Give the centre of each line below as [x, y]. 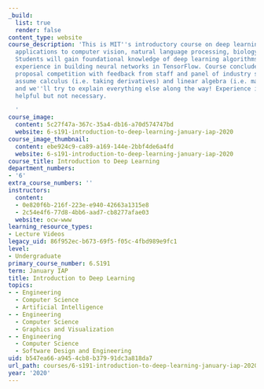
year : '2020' [29, 373]
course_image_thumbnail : [49, 139]
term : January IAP [38, 271]
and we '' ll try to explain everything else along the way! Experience [133, 88]
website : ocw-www [44, 220]
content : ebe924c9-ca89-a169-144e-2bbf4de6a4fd [95, 146]
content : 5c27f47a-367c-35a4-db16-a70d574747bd [95, 125]
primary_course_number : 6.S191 [59, 263]
